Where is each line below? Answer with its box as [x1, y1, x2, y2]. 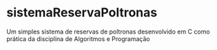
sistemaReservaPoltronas [6, 5, 158, 21]
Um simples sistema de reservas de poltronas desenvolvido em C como [6, 27, 211, 36]
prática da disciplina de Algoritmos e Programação [6, 34, 150, 42]
